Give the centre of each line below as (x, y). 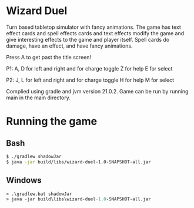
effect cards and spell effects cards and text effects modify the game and (95, 33)
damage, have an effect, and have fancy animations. (69, 46)
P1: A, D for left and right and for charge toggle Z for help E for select (89, 68)
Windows (24, 180)
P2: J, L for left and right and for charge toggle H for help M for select (90, 80)
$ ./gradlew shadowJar (34, 156)
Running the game (52, 121)
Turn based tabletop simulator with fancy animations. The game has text (93, 27)
